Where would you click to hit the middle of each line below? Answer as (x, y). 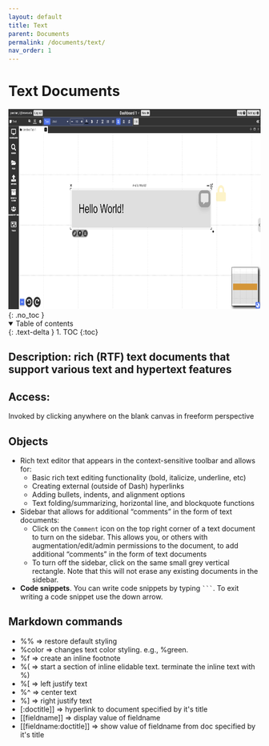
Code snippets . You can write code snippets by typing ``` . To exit (129, 588)
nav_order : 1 (30, 51)
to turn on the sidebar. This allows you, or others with (120, 537)
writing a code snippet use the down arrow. (91, 597)
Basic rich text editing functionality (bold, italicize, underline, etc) (139, 478)
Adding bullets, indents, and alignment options (108, 495)
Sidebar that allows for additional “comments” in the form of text (126, 511)
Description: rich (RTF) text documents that (119, 357)
